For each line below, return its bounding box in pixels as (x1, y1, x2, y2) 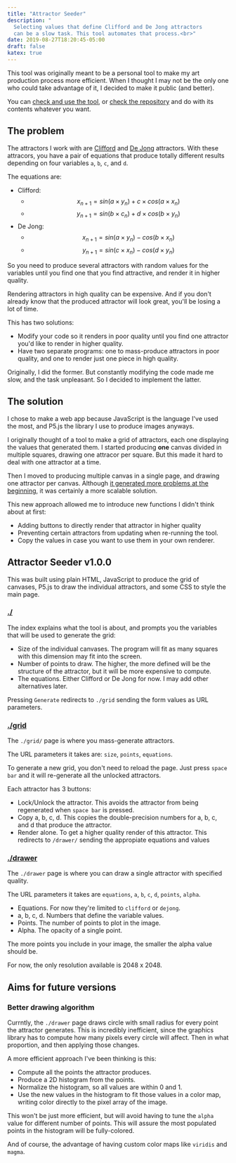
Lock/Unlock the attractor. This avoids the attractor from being (17, 798, 199, 807)
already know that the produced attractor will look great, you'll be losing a (7, 297, 221, 306)
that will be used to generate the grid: (7, 630, 116, 639)
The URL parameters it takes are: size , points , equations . (7, 750, 173, 759)
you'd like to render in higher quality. (17, 339, 124, 348)
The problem (7, 125, 65, 137)
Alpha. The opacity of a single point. (17, 926, 123, 935)
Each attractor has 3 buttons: (7, 785, 91, 793)
